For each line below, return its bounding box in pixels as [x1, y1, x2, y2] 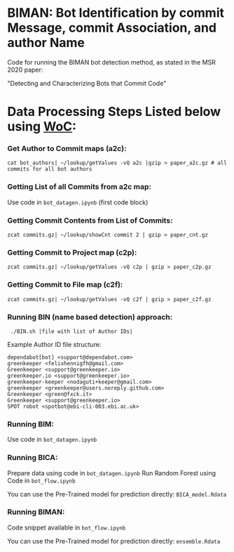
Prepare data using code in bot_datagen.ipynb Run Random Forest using [7, 468, 216, 477]
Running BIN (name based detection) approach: [7, 312, 173, 322]
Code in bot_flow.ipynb [7, 476, 76, 485]
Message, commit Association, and [7, 20, 217, 36]
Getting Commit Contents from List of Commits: [7, 216, 173, 225]
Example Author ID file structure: [7, 340, 102, 348]
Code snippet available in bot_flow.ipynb [7, 523, 126, 532]
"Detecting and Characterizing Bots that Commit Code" [7, 79, 167, 87]
